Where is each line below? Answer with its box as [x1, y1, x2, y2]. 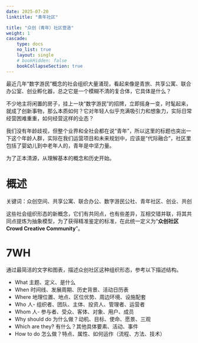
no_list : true [16, 47, 51, 53]
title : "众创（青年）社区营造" [6, 25, 74, 31]
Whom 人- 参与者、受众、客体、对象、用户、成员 [14, 308, 134, 315]
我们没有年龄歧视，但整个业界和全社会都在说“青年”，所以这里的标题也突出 [6, 127, 187, 134]
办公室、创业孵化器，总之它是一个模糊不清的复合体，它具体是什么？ [6, 87, 171, 94]
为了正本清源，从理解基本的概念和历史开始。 [6, 154, 115, 161]
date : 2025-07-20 [6, 8, 49, 15]
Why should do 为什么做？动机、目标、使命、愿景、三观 [14, 316, 151, 323]
